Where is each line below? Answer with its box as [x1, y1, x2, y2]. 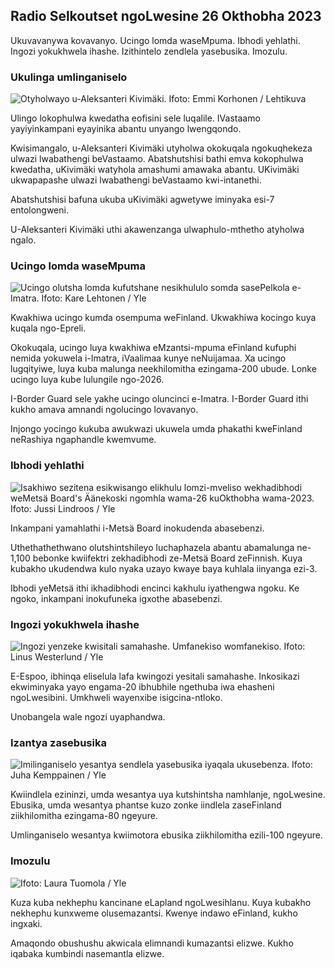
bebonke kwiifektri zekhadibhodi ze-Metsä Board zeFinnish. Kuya [32, 552, 303, 564]
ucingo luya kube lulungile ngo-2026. [10, 374, 165, 386]
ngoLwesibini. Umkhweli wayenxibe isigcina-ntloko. [10, 692, 223, 703]
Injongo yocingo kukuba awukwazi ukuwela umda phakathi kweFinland [10, 423, 303, 435]
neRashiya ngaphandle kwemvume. [10, 434, 157, 446]
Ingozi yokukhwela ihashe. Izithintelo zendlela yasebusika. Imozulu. [10, 45, 288, 57]
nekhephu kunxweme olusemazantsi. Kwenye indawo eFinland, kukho [10, 907, 298, 919]
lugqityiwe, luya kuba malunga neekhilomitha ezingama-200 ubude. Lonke [10, 363, 317, 375]
